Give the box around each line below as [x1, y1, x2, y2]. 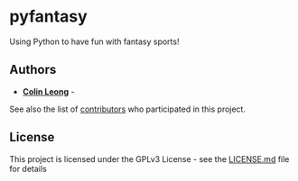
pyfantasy [9, 6, 88, 27]
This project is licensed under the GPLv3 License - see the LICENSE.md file [9, 153, 290, 164]
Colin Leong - [22, 86, 75, 96]
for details [9, 163, 47, 174]
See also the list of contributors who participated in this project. [9, 104, 247, 114]
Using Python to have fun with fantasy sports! [9, 36, 180, 47]
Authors [9, 62, 57, 77]
